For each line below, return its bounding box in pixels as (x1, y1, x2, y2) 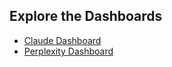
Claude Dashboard (23, 34, 102, 46)
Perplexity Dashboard (23, 45, 114, 57)
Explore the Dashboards (9, 8, 163, 25)
